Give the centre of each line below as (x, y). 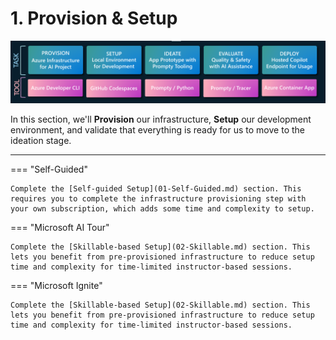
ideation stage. (41, 141)
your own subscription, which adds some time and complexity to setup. (162, 209)
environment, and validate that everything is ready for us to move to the (157, 130)
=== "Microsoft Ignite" (56, 286)
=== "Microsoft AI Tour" (60, 228)
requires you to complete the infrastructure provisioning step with (158, 199)
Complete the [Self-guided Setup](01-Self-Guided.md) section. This (156, 189)
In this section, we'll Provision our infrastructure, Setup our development (161, 119)
